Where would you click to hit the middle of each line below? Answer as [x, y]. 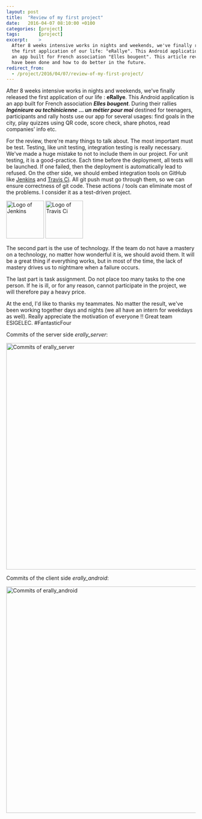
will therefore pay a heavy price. [46, 292]
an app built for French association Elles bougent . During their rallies [92, 104]
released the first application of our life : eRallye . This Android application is [100, 97]
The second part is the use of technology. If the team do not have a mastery [100, 248]
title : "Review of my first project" [55, 18]
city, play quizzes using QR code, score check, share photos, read [88, 123]
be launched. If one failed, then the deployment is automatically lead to [94, 167]
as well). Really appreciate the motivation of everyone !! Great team [89, 316]
